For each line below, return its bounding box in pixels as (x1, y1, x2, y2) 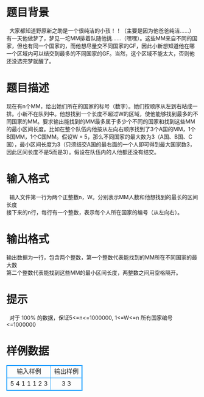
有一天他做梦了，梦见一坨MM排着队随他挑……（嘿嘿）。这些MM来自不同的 (6, 34, 192, 42)
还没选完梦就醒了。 (6, 57, 55, 65)
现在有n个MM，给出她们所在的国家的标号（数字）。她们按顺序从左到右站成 (6, 102, 193, 110)
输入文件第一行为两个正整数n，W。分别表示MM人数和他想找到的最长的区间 (9, 193, 199, 200)
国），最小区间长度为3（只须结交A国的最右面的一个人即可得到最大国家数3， (6, 140, 195, 148)
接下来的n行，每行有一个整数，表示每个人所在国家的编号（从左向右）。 (6, 208, 183, 216)
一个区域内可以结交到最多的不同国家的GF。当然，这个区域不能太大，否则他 (6, 49, 195, 57)
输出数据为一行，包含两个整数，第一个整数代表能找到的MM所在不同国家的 (6, 253, 192, 261)
